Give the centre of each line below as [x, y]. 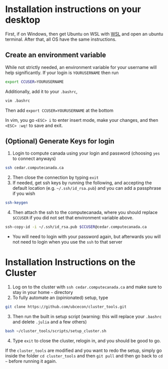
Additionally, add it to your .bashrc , [41, 91]
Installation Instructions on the [70, 262]
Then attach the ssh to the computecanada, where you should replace [85, 212]
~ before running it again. [31, 361]
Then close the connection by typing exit [55, 178]
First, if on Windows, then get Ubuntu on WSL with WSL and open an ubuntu [84, 34]
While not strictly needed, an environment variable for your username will [81, 67]
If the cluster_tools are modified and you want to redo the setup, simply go [83, 350]
